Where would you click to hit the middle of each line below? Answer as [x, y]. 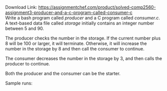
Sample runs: [19, 83]
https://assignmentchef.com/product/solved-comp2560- [97, 7]
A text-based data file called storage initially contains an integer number [80, 23]
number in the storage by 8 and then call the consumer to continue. [75, 49]
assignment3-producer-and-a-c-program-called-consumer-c [69, 12]
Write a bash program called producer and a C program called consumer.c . [83, 18]
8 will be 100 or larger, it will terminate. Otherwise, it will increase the [76, 43]
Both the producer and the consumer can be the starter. [63, 73]
